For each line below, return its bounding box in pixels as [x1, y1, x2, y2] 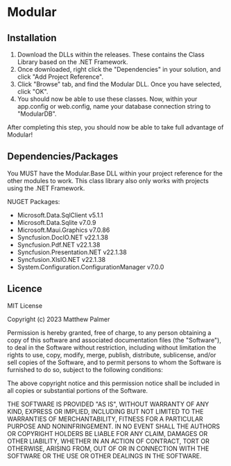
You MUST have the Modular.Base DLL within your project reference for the [7, 169, 223, 178]
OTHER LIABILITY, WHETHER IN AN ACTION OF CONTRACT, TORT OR [7, 437, 209, 445]
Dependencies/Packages [7, 150, 119, 162]
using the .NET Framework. [7, 184, 85, 192]
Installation [7, 32, 57, 44]
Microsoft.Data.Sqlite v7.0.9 [17, 218, 96, 226]
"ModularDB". [17, 109, 57, 118]
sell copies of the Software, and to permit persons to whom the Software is [7, 358, 222, 366]
